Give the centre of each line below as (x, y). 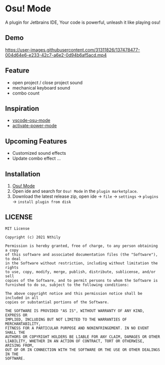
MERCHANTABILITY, (23, 324)
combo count (26, 93)
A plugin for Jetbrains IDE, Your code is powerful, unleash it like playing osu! (83, 22)
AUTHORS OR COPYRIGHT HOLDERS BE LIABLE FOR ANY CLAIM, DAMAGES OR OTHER (83, 337)
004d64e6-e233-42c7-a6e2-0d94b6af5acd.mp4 (56, 55)
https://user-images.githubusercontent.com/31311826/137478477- (73, 49)
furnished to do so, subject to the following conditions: (67, 285)
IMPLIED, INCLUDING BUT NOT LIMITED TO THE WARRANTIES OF (66, 319)
